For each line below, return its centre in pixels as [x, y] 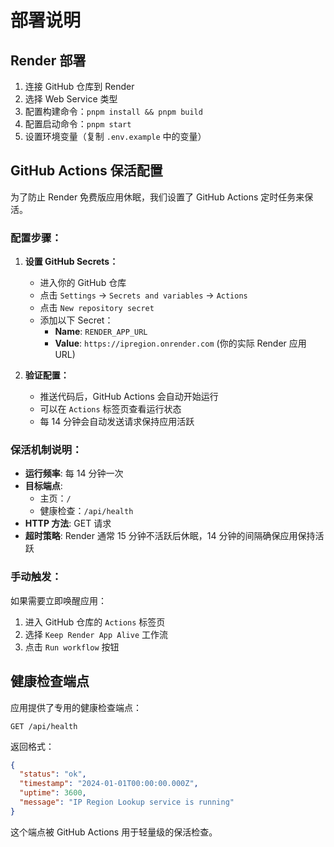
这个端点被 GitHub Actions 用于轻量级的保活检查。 [114, 832]
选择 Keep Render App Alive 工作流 [96, 634]
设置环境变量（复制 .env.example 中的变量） [115, 136]
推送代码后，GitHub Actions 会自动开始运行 [129, 397]
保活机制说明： [46, 450]
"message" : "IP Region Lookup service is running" [127, 802]
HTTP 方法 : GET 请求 [68, 523]
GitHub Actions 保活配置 [86, 171]
